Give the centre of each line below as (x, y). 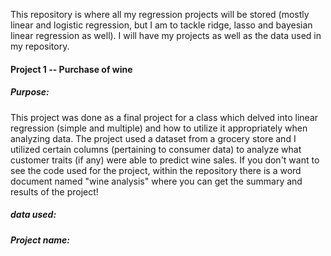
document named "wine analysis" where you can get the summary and (156, 181)
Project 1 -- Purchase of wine (71, 69)
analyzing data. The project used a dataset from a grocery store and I (153, 138)
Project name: (40, 240)
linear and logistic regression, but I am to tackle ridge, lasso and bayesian (161, 25)
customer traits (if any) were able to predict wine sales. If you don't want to (165, 160)
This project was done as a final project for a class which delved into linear (164, 117)
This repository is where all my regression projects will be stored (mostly (160, 14)
